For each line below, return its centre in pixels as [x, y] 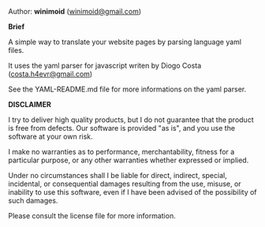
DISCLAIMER [30, 104]
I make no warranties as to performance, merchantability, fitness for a [121, 152]
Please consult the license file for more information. [92, 216]
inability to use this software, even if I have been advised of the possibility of [133, 192]
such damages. [33, 201]
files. [16, 50]
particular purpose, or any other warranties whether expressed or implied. [129, 160]
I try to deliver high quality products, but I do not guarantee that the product [131, 120]
